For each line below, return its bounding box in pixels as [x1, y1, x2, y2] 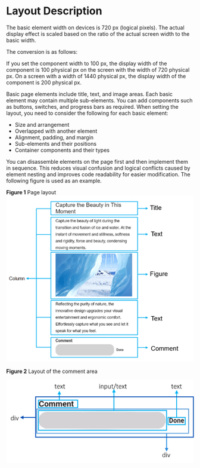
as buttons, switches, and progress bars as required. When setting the [6, 103, 179, 110]
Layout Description [6, 4, 102, 18]
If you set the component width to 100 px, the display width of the [6, 60, 168, 67]
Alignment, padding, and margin [14, 133, 94, 141]
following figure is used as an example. [6, 177, 102, 184]
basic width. [6, 36, 36, 44]
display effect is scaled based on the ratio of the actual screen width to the [6, 30, 190, 37]
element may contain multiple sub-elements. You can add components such [6, 97, 193, 104]
